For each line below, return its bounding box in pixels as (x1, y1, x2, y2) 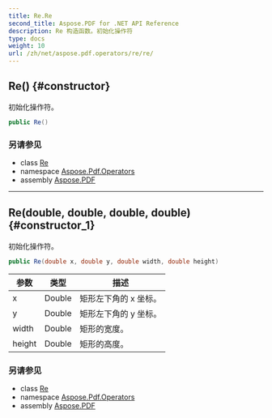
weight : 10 (8, 42, 45, 50)
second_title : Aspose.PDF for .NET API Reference (8, 19, 180, 28)
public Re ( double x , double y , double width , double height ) (8, 257, 219, 266)
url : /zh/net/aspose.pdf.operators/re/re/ (8, 49, 154, 58)
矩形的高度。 (79, 338, 129, 349)
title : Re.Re (8, 11, 53, 20)
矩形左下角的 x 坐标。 (79, 292, 162, 304)
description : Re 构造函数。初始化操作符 (8, 27, 134, 35)
